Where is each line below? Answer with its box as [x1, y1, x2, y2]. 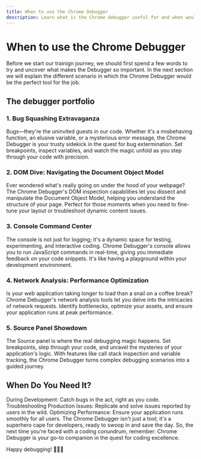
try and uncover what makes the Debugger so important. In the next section [6, 66, 193, 74]
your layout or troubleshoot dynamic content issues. [19, 207, 147, 214]
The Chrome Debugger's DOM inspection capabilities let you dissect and [6, 188, 186, 195]
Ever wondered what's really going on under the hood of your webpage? [6, 182, 185, 189]
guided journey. [6, 363, 45, 370]
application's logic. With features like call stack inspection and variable [6, 350, 181, 357]
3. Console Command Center [6, 222, 92, 230]
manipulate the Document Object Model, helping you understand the [6, 194, 175, 202]
